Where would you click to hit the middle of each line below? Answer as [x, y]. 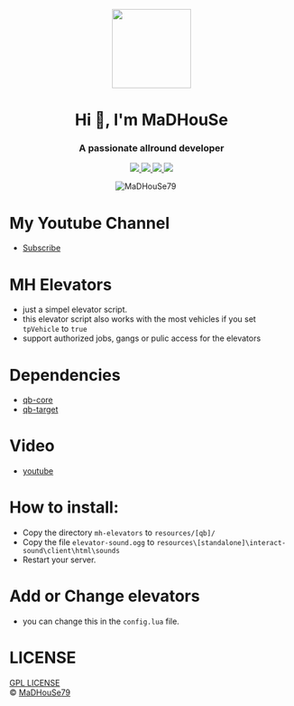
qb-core [37, 400]
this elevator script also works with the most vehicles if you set [139, 319]
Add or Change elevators [105, 596]
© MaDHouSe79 [40, 692]
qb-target [40, 409]
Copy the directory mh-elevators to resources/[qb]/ [119, 532]
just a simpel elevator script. [75, 310]
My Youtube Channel [90, 223]
